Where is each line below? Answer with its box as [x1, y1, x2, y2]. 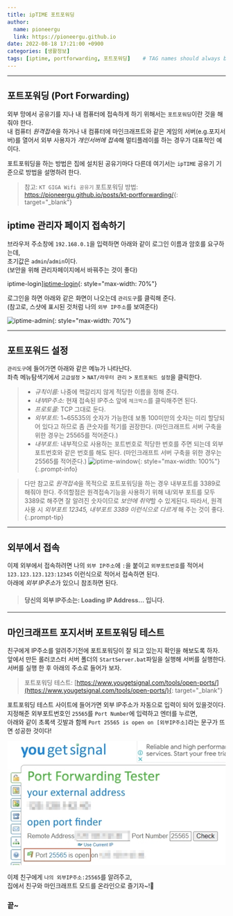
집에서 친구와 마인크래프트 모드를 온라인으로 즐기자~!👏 [7, 882, 155, 890]
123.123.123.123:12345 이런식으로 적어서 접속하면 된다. [7, 570, 159, 578]
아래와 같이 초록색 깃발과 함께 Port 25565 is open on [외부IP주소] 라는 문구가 [7, 718, 218, 726]
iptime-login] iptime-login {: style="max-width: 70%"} [7, 279, 157, 288]
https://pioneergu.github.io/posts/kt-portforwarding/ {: [24, 190, 178, 199]
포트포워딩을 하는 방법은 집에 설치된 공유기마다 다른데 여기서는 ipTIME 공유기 [7, 159, 215, 167]
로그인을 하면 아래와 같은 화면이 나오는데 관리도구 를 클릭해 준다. [7, 294, 176, 302]
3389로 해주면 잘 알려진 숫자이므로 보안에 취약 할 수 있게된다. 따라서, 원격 [24, 497, 223, 505]
